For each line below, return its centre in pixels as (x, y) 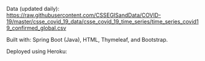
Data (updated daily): (33, 9)
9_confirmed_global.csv (36, 28)
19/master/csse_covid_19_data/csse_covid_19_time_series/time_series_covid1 (102, 21)
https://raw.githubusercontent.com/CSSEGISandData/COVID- (84, 15)
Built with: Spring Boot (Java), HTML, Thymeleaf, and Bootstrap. (87, 40)
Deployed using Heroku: (37, 51)
